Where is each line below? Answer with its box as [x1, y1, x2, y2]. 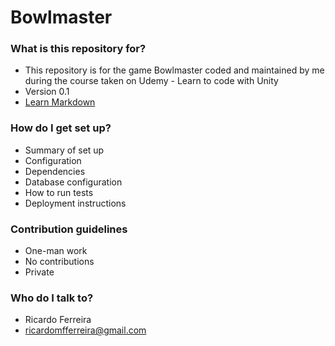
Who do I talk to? [10, 291, 94, 305]
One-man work [24, 245, 88, 257]
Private [24, 266, 55, 278]
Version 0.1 [24, 86, 70, 98]
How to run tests [24, 186, 94, 198]
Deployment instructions [24, 197, 127, 209]
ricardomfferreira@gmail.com [24, 324, 147, 336]
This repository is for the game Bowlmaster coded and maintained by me [24, 64, 325, 76]
